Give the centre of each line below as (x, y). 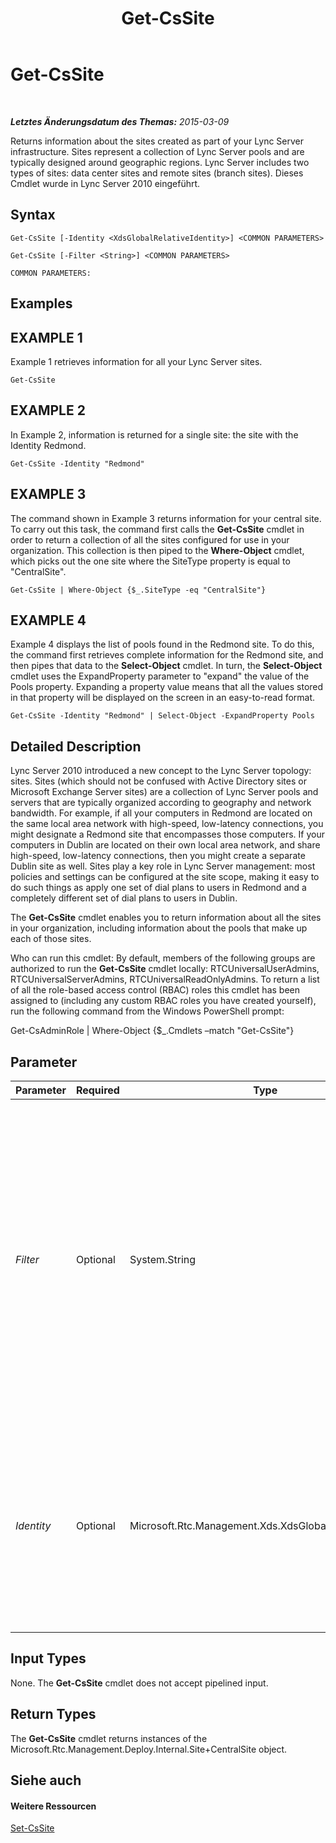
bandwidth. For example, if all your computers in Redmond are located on (161, 813)
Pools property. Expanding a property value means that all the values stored (167, 687)
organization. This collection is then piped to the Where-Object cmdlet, (157, 550)
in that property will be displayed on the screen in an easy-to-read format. (163, 698)
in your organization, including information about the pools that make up (159, 928)
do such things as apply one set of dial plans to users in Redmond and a (158, 888)
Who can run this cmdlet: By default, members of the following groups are (163, 958)
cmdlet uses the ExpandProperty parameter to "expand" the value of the (160, 676)
